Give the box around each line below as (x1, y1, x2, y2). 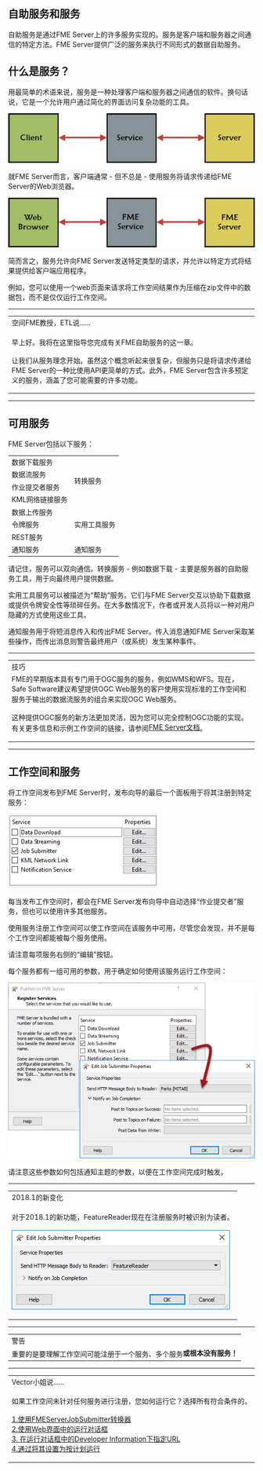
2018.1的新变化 (11, 1193, 64, 1202)
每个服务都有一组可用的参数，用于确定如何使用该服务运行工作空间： (8, 966, 228, 975)
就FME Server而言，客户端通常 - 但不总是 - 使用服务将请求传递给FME (8, 171, 232, 181)
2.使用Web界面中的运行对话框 (11, 1425, 108, 1434)
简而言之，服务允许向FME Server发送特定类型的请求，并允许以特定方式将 (8, 256, 245, 265)
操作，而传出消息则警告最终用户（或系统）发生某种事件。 (14, 636, 200, 646)
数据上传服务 (11, 507, 53, 517)
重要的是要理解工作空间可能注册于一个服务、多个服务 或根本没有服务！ (11, 1348, 238, 1359)
